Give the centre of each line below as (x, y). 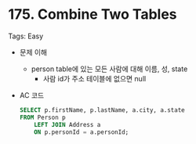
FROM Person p (42, 117)
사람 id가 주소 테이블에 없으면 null (94, 78)
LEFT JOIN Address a (67, 124)
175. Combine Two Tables (93, 14)
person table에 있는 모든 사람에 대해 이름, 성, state (109, 69)
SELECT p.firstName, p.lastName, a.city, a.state (102, 110)
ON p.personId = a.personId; (82, 132)
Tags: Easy (26, 36)
